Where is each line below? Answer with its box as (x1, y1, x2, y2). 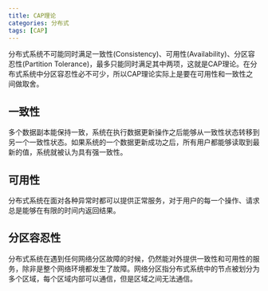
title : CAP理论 (8, 11, 57, 20)
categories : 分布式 (8, 19, 69, 27)
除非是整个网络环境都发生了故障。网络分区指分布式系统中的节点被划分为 (22, 264, 260, 273)
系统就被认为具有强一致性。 (35, 147, 128, 157)
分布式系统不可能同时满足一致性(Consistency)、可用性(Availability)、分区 (8, 49, 249, 59)
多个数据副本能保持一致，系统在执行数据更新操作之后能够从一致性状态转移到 (8, 128, 260, 137)
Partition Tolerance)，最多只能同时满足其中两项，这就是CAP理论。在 (25, 59, 251, 69)
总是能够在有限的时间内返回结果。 (8, 206, 120, 215)
